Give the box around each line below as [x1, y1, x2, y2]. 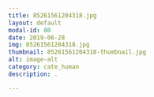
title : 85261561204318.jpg [8, 11, 97, 20]
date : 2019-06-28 [8, 33, 66, 42]
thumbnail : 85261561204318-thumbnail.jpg [8, 48, 147, 56]
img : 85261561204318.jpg [8, 41, 90, 49]
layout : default [8, 19, 62, 27]
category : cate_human [8, 63, 80, 71]
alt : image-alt [8, 56, 58, 64]
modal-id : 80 [8, 26, 51, 34]
